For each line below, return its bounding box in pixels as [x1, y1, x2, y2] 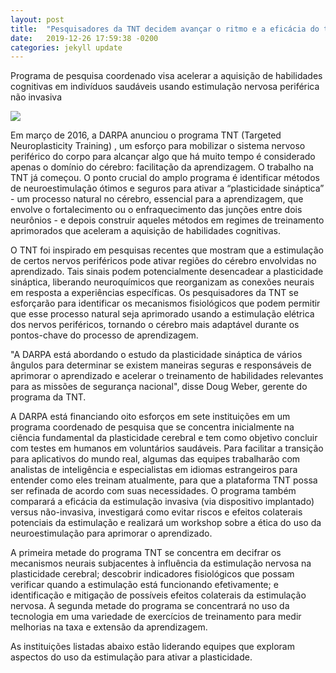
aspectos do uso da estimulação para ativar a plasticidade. [10, 651, 253, 663]
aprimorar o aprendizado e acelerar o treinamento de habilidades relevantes [10, 370, 324, 382]
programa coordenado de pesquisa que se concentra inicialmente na [10, 421, 295, 433]
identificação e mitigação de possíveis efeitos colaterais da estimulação [10, 589, 307, 601]
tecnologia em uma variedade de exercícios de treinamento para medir [10, 611, 302, 623]
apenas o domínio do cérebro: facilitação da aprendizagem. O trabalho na [10, 161, 314, 173]
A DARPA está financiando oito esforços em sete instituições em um [10, 411, 291, 423]
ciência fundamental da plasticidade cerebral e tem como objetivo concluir [10, 432, 318, 444]
